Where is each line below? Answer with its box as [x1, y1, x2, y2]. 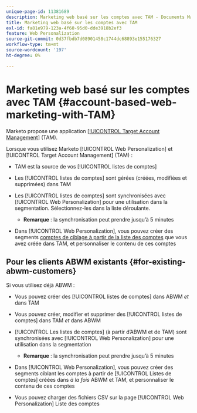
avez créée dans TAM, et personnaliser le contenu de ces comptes [14, 240, 176, 247]
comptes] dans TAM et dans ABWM [14, 317, 101, 324]
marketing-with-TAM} [6, 108, 116, 121]
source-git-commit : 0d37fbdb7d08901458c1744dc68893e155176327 [6, 36, 161, 42]
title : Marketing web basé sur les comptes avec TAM [6, 19, 138, 25]
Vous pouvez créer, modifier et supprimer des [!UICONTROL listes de [14, 310, 182, 318]
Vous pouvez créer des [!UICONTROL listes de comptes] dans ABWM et [14, 293, 189, 300]
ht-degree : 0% [6, 52, 41, 58]
